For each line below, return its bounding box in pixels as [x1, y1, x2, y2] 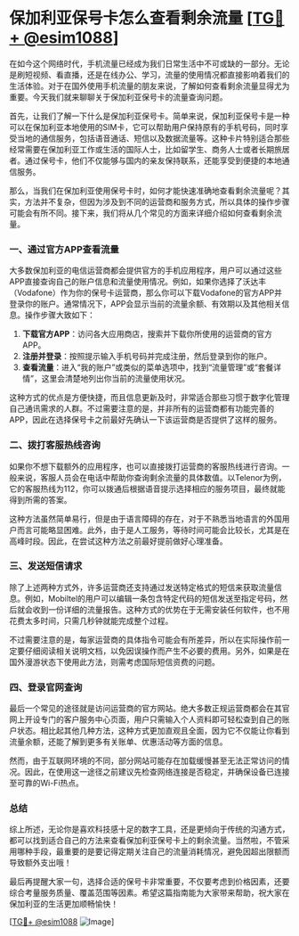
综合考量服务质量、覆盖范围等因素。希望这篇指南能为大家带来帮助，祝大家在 [9, 888, 290, 899]
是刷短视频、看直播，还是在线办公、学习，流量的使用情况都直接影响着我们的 [9, 69, 290, 80]
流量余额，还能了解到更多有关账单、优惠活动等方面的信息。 [9, 736, 228, 747]
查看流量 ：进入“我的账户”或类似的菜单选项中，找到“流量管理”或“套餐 [21, 362, 274, 373]
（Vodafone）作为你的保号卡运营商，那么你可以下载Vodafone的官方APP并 [9, 287, 283, 299]
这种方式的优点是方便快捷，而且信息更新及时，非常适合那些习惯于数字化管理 [9, 392, 290, 403]
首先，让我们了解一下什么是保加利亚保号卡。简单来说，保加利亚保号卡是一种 [9, 111, 290, 121]
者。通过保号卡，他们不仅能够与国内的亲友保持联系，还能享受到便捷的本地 [9, 155, 282, 166]
